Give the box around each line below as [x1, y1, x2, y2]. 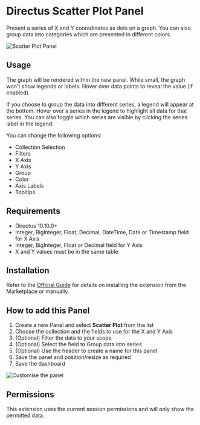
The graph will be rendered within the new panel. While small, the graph [6, 76, 185, 83]
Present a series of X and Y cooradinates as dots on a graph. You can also [6, 24, 192, 31]
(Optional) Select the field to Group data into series [15, 341, 142, 348]
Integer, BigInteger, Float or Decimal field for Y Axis [15, 241, 143, 249]
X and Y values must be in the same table [15, 248, 119, 255]
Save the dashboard [15, 360, 65, 367]
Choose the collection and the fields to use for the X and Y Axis [15, 328, 173, 335]
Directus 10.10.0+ [15, 222, 58, 229]
